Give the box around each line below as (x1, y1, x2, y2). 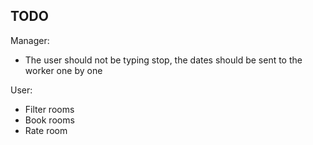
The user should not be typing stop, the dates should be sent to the (24, 54, 303, 66)
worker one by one (24, 64, 103, 76)
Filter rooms (24, 103, 75, 115)
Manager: (10, 34, 50, 46)
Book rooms (24, 114, 75, 126)
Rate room (24, 124, 68, 136)
